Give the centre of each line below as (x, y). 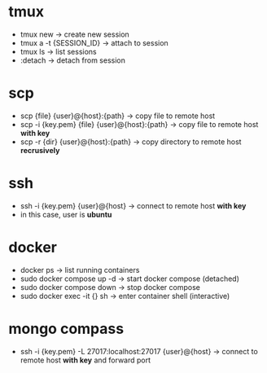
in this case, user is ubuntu (66, 214)
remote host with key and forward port (85, 360)
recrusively (40, 150)
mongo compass (66, 329)
